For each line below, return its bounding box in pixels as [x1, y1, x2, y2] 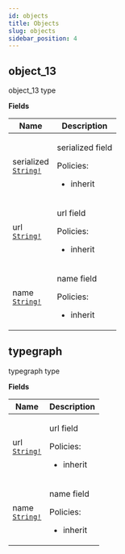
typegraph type [8, 366, 60, 376]
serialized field [56, 142, 113, 153]
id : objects [8, 11, 48, 20]
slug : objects [8, 27, 56, 35]
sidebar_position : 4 [8, 34, 78, 43]
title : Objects [8, 19, 60, 27]
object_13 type [8, 85, 56, 95]
